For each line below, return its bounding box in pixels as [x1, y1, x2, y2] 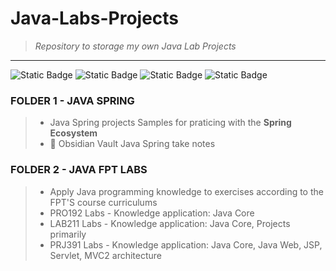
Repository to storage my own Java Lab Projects [34, 40, 237, 52]
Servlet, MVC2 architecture [49, 249, 163, 261]
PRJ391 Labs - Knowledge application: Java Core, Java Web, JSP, [49, 238, 323, 251]
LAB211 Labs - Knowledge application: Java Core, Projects [49, 217, 291, 229]
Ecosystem [49, 127, 98, 139]
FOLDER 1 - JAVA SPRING [10, 93, 135, 107]
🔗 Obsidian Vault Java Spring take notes [49, 138, 216, 150]
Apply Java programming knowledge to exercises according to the [49, 185, 324, 197]
